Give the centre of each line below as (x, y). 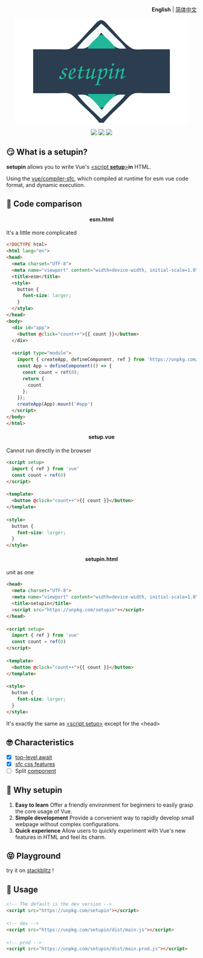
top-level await (34, 757)
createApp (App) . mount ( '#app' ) (55, 404)
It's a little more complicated (42, 233)
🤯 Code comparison (44, 204)
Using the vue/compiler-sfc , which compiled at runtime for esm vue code (97, 179)
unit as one (20, 573)
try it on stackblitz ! (30, 870)
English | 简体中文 (174, 9)
